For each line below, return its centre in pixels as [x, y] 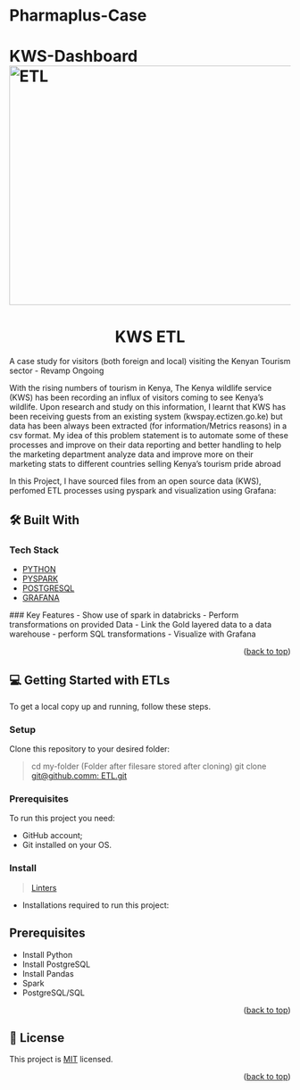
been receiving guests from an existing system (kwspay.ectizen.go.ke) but [146, 417]
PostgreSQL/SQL [53, 993]
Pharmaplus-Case [78, 16]
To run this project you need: [62, 819]
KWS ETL [150, 337]
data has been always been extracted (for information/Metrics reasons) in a [148, 426]
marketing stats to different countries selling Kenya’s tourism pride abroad [145, 464]
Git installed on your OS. [67, 845]
